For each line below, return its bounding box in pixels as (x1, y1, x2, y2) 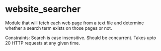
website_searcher (5, 3, 81, 15)
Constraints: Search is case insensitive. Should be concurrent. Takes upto (5, 35, 157, 41)
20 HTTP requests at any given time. (5, 40, 80, 46)
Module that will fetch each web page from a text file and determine (5, 20, 144, 26)
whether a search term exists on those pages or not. (5, 25, 112, 31)
